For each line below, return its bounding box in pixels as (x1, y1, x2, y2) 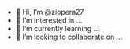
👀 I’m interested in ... (15, 16, 83, 25)
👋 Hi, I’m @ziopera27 (15, 8, 84, 16)
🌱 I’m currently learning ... (15, 24, 100, 33)
